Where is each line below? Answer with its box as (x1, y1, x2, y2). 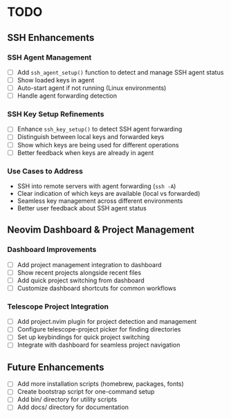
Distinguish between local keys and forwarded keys (17, 133, 165, 141)
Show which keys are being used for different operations (17, 140, 179, 149)
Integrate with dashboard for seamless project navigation (17, 340, 181, 349)
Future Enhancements (7, 361, 105, 373)
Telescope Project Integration (7, 302, 109, 311)
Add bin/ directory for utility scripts (17, 395, 118, 403)
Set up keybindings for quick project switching (17, 333, 150, 341)
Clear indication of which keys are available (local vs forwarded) (17, 189, 201, 197)
